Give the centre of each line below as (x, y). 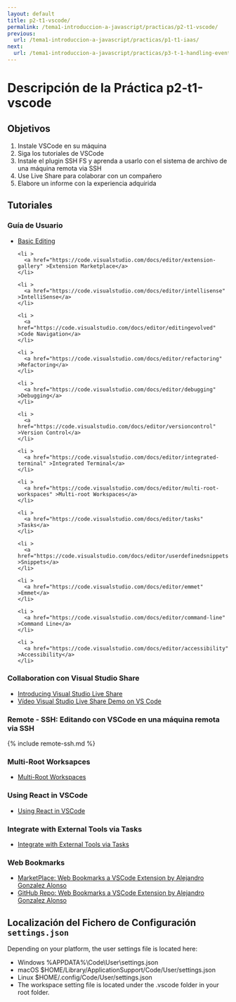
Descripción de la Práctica (85, 88)
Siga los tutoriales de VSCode (60, 153)
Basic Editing (36, 241)
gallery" (30, 266)
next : (15, 47)
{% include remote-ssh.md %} (52, 743)
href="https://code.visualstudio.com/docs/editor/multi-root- (126, 488)
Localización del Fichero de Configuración (102, 923)
